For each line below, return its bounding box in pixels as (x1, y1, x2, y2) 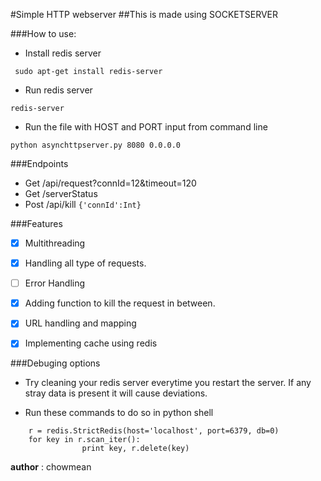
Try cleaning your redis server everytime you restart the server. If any (24, 377, 312, 389)
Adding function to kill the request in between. (24, 297, 216, 309)
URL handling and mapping (24, 317, 137, 329)
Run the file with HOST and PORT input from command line (24, 121, 268, 133)
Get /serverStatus (24, 188, 98, 199)
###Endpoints (10, 158, 69, 169)
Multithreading (24, 237, 86, 249)
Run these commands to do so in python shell (24, 407, 214, 419)
